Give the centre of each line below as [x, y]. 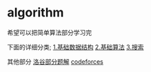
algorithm [36, 13]
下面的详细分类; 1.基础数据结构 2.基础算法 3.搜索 [75, 47]
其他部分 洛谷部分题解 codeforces [55, 61]
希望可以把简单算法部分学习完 [49, 32]
